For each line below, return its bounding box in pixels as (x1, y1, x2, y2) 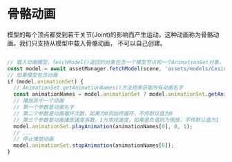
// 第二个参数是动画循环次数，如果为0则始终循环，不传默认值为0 (13, 110, 173, 117)
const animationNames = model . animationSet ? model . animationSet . (13, 91, 209, 98)
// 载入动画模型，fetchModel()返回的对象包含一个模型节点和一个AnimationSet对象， (7, 59, 224, 65)
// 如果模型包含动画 (7, 72, 58, 79)
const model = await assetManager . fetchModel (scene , (7, 65, 162, 72)
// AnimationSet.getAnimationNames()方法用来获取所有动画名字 (13, 84, 184, 92)
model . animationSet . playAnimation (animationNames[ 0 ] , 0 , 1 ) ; (13, 123, 193, 130)
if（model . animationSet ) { (7, 78, 84, 85)
